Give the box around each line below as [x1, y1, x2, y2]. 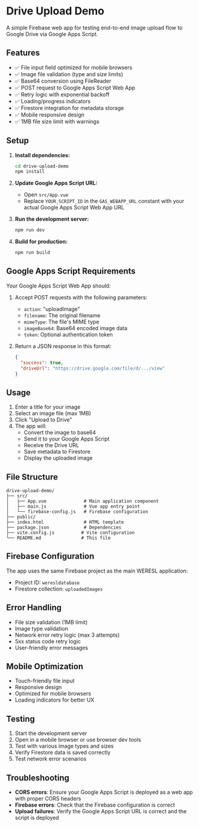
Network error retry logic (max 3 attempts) [14, 631, 120, 639]
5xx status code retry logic [14, 637, 81, 645]
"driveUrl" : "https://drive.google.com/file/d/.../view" [20, 365, 166, 371]
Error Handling [6, 603, 62, 613]
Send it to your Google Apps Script [23, 435, 110, 442]
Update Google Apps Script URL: [14, 179, 97, 187]
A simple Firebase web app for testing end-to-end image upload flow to [6, 24, 183, 31]
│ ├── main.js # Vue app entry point [6, 504, 140, 510]
